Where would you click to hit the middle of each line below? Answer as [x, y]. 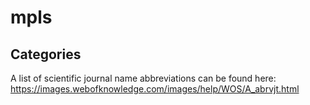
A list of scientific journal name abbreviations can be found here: [143, 78]
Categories [46, 54]
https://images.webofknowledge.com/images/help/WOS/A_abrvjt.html [155, 89]
